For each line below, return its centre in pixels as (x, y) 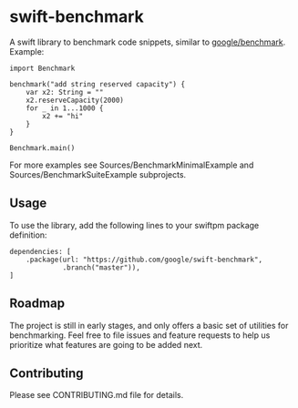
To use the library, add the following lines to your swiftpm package (134, 225)
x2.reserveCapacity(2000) (75, 100)
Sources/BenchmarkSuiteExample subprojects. (98, 174)
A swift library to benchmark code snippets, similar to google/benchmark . (148, 42)
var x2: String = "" (65, 92)
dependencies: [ (40, 251)
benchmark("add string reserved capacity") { (97, 84)
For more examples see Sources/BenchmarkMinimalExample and (132, 165)
